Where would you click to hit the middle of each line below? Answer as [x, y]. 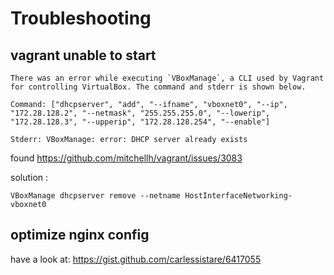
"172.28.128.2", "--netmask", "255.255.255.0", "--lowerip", [140, 113]
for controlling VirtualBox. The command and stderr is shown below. [158, 87]
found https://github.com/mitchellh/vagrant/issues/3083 [126, 158]
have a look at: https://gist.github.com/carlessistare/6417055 [136, 259]
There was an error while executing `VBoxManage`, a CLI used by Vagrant [167, 78]
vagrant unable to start [83, 55]
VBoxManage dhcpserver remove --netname [96, 196]
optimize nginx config [80, 235]
